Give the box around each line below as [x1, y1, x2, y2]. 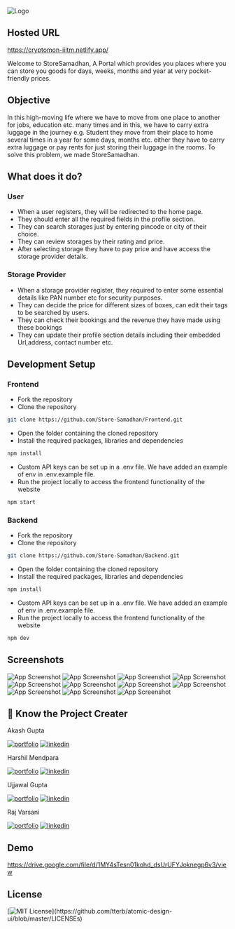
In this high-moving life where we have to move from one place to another [7, 113, 220, 121]
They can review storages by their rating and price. [17, 237, 165, 246]
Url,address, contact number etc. [17, 337, 113, 347]
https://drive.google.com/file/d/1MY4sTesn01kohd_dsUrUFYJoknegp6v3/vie [7, 860, 227, 869]
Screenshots [7, 654, 64, 666]
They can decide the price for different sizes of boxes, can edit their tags [17, 300, 228, 309]
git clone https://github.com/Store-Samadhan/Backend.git [7, 552, 180, 559]
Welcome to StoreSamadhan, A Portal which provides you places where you [7, 59, 227, 67]
